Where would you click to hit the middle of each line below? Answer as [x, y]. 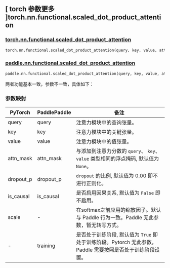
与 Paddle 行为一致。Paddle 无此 [115, 218]
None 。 [84, 166]
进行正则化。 [91, 183]
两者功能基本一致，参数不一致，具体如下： [50, 84]
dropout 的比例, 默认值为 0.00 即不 [117, 176]
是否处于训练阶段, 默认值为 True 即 [117, 235]
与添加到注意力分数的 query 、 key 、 [118, 151]
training [46, 246]
